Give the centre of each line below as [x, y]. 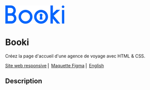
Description [24, 81]
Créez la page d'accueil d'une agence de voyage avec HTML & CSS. [75, 56]
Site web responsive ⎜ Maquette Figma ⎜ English [55, 65]
